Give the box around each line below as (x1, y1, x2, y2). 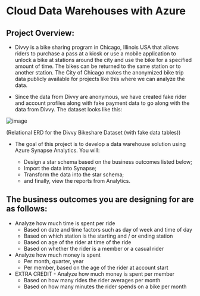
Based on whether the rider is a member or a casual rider (23, 245, 164, 252)
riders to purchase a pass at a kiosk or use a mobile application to (14, 50, 177, 57)
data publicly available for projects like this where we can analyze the (14, 76, 186, 82)
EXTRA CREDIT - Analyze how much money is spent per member (14, 270, 174, 278)
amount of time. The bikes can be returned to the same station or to (14, 63, 182, 70)
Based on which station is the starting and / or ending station (23, 232, 173, 239)
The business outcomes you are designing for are (6, 195, 194, 205)
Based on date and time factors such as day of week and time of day (23, 226, 192, 233)
